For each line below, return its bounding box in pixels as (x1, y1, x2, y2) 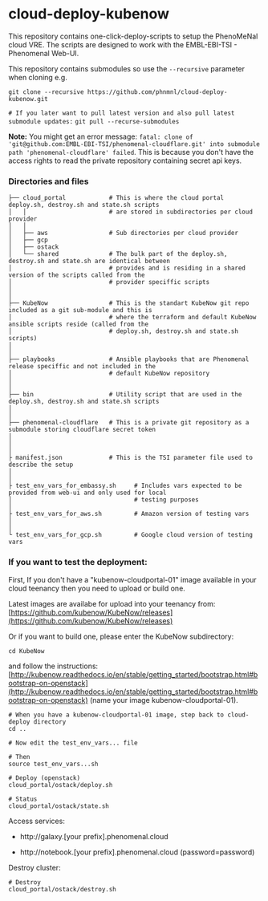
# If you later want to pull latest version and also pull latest (8, 109, 235, 117)
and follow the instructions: (8, 661, 99, 671)
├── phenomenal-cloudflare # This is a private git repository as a (8, 419, 250, 427)
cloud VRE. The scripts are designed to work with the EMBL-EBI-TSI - (8, 39, 238, 49)
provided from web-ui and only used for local (8, 489, 167, 497)
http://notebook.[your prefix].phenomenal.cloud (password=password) (19, 847, 255, 857)
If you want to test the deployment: (8, 557, 148, 568)
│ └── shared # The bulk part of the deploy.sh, (8, 250, 228, 258)
